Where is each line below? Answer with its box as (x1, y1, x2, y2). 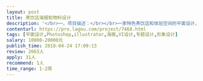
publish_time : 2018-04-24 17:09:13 (6, 43, 97, 49)
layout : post (6, 9, 40, 15)
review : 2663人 (6, 49, 44, 55)
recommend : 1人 (6, 60, 44, 66)
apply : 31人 (6, 54, 36, 60)
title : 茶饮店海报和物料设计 (6, 15, 72, 21)
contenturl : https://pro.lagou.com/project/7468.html (6, 26, 147, 32)
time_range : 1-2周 (6, 65, 53, 72)
